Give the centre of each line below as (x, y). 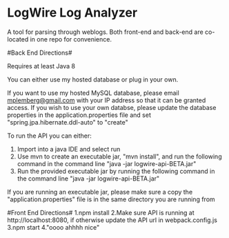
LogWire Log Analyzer (72, 13)
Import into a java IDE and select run (69, 149)
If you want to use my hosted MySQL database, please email (93, 93)
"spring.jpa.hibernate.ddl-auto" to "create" (68, 122)
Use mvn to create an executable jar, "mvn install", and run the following (119, 156)
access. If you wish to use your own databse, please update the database (112, 107)
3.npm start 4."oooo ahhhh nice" (53, 227)
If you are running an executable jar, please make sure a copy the (100, 192)
